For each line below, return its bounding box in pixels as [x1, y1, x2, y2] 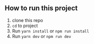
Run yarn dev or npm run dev [12, 33, 71, 39]
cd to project [12, 22, 38, 28]
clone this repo [12, 17, 43, 23]
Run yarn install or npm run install [12, 27, 89, 34]
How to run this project [5, 4, 78, 12]
